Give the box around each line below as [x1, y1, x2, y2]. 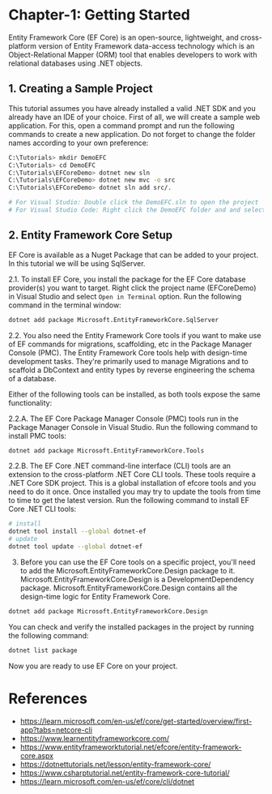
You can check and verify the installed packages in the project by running [8, 622, 254, 632]
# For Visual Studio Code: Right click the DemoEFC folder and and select [8, 206, 266, 214]
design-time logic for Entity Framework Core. [19, 591, 172, 601]
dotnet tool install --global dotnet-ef [8, 527, 147, 536]
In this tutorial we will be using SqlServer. [8, 258, 146, 268]
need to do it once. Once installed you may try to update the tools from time [8, 487, 261, 496]
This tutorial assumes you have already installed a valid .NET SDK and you [8, 103, 257, 113]
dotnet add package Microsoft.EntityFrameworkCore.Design [8, 607, 208, 616]
